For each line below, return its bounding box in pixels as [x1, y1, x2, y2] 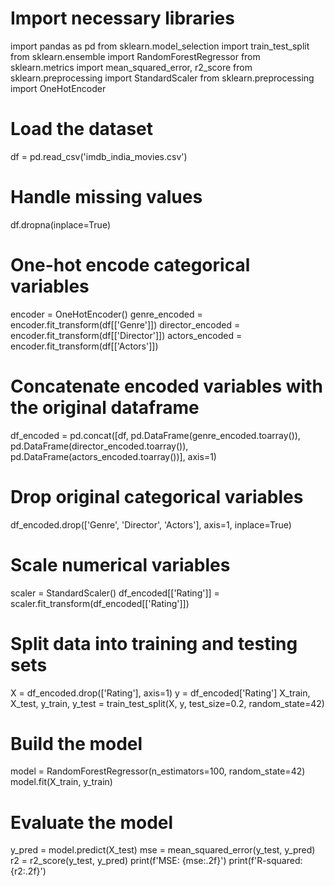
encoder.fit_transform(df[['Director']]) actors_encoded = [10, 329, 243, 341]
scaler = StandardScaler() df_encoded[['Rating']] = [10, 587, 220, 599]
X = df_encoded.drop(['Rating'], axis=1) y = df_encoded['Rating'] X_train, [10, 687, 311, 699]
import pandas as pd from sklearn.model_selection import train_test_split [10, 40, 310, 52]
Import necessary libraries [10, 7, 235, 30]
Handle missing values [10, 186, 203, 209]
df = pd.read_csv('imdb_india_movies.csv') [10, 150, 188, 162]
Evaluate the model [10, 811, 174, 834]
